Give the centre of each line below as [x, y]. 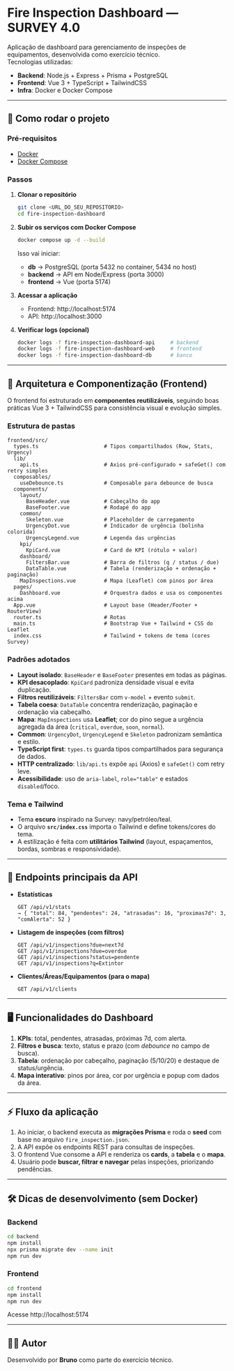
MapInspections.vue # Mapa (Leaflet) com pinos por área [117, 581]
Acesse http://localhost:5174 [48, 1314]
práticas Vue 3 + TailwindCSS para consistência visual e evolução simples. [115, 408]
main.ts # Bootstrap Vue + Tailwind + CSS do [114, 624]
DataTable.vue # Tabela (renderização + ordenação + [121, 569]
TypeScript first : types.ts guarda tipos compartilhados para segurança [120, 749]
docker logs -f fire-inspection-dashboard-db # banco [105, 355]
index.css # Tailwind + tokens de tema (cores [112, 636]
